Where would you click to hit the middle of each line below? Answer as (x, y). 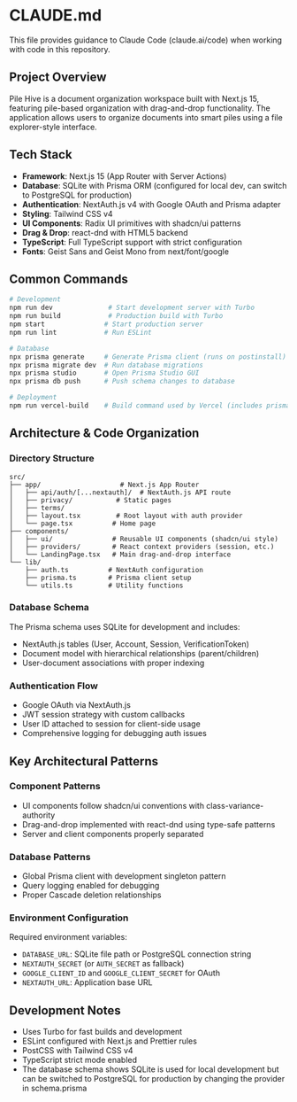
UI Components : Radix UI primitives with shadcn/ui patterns (131, 223)
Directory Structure (52, 459)
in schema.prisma (54, 1088)
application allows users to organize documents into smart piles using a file (146, 117)
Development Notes (65, 1010)
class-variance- (235, 805)
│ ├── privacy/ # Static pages (91, 500)
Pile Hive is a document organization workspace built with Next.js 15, (134, 98)
